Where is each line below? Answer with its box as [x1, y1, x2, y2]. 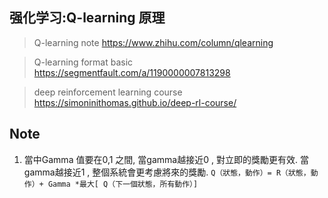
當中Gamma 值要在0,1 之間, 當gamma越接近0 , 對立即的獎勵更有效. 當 [23, 153, 309, 165]
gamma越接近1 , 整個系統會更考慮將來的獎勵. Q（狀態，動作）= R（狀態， [23, 166, 311, 178]
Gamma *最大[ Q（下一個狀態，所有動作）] [47, 179, 199, 189]
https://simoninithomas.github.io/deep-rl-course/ [33, 96, 237, 108]
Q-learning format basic [33, 56, 134, 68]
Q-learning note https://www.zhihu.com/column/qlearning [33, 36, 274, 48]
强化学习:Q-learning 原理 [9, 9, 166, 27]
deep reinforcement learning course [33, 86, 183, 98]
